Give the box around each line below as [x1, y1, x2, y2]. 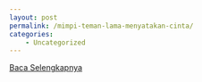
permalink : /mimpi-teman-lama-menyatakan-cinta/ [9, 21, 194, 30]
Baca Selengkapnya [9, 62, 83, 73]
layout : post [9, 12, 58, 22]
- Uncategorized [25, 37, 87, 47]
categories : [9, 29, 54, 38]
